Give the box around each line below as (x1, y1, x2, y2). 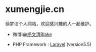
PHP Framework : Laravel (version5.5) (12, 41, 92, 47)
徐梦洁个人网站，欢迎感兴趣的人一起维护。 (5, 20, 94, 26)
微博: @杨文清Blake (12, 31, 52, 37)
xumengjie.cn (5, 3, 65, 15)
